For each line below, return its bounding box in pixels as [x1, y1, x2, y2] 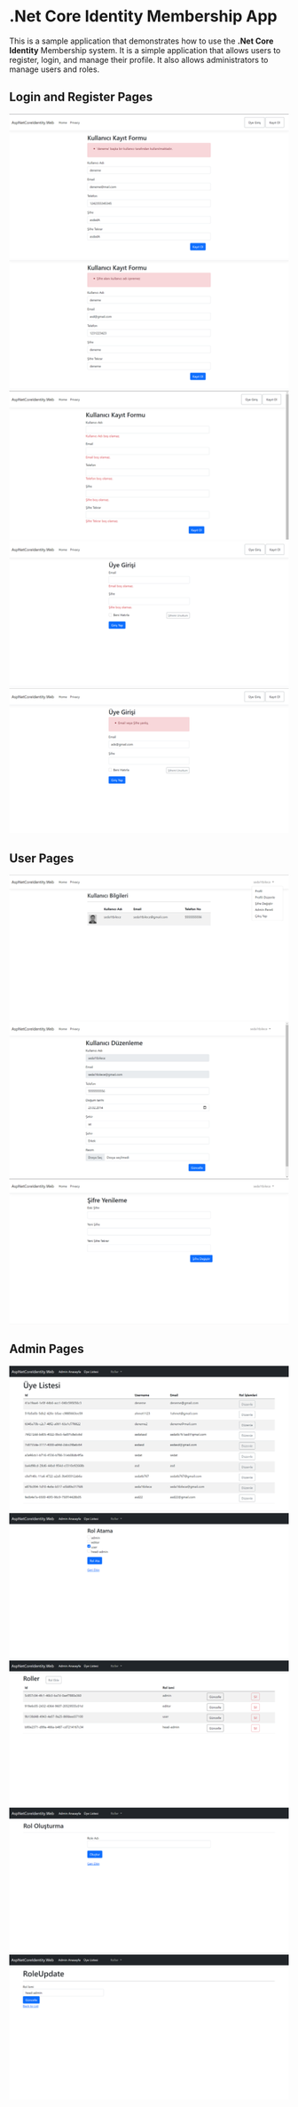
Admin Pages [9, 1342, 84, 1357]
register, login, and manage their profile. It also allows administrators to [9, 54, 269, 65]
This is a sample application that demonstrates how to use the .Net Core [9, 36, 274, 46]
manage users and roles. [9, 64, 100, 75]
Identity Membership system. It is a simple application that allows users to [9, 44, 281, 55]
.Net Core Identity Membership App [9, 6, 278, 27]
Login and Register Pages [9, 90, 153, 105]
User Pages [9, 851, 74, 866]
